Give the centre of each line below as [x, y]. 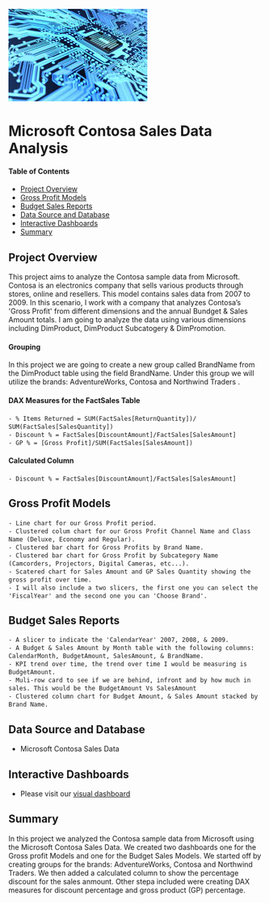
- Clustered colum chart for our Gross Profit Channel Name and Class [130, 531]
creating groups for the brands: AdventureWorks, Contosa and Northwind [130, 864]
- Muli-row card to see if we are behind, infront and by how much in [130, 680]
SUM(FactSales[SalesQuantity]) [61, 426]
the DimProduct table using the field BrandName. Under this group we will [131, 373]
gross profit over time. [50, 580]
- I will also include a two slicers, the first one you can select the [133, 588]
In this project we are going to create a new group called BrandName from [132, 365]
